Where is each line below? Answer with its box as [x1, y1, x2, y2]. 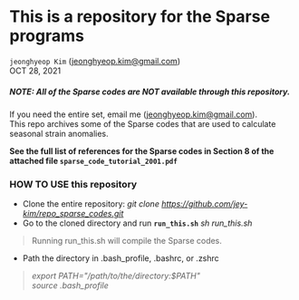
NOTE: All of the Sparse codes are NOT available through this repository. [9, 86, 291, 97]
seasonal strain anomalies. [9, 128, 109, 139]
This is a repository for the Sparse [9, 6, 270, 27]
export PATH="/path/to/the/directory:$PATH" [31, 270, 201, 282]
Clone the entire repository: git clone [22, 198, 160, 209]
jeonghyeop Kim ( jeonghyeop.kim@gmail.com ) [9, 55, 181, 66]
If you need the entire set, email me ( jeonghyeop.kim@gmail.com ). [9, 109, 258, 120]
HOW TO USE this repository [9, 178, 138, 190]
